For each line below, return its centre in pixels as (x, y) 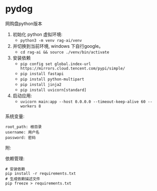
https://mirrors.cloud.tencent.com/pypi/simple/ (73, 68)
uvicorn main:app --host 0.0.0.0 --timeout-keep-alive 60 (83, 102)
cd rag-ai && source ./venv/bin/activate (65, 52)
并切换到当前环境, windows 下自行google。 (58, 46)
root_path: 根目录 (24, 127)
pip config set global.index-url (56, 64)
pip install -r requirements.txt (41, 173)
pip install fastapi (42, 74)
